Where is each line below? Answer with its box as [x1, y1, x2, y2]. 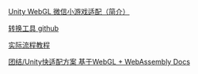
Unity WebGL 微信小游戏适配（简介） [8, 7, 130, 16]
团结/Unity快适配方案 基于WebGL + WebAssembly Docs [8, 57, 191, 66]
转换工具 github [8, 24, 59, 33]
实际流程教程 [8, 40, 50, 50]
